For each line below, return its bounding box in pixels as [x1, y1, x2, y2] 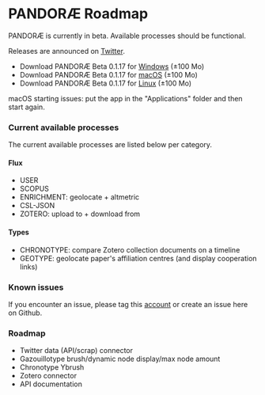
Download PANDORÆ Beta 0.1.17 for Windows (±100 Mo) [19, 61, 204, 71]
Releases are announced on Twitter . [8, 46, 125, 55]
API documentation [19, 379, 83, 389]
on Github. [8, 308, 43, 317]
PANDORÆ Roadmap [8, 5, 149, 23]
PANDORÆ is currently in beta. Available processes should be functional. [8, 31, 247, 40]
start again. [8, 102, 45, 112]
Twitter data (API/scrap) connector [19, 346, 133, 355]
